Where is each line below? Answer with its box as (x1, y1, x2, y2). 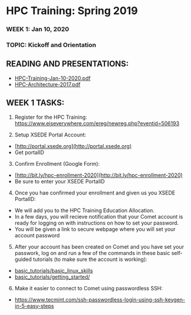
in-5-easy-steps (14, 302, 54, 309)
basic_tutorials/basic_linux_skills (14, 267, 93, 274)
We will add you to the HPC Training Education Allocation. (14, 207, 155, 214)
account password (14, 232, 60, 239)
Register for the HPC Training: (14, 113, 88, 120)
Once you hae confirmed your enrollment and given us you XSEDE (14, 189, 176, 196)
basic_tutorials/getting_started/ (14, 273, 90, 280)
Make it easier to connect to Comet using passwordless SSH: (14, 284, 163, 291)
